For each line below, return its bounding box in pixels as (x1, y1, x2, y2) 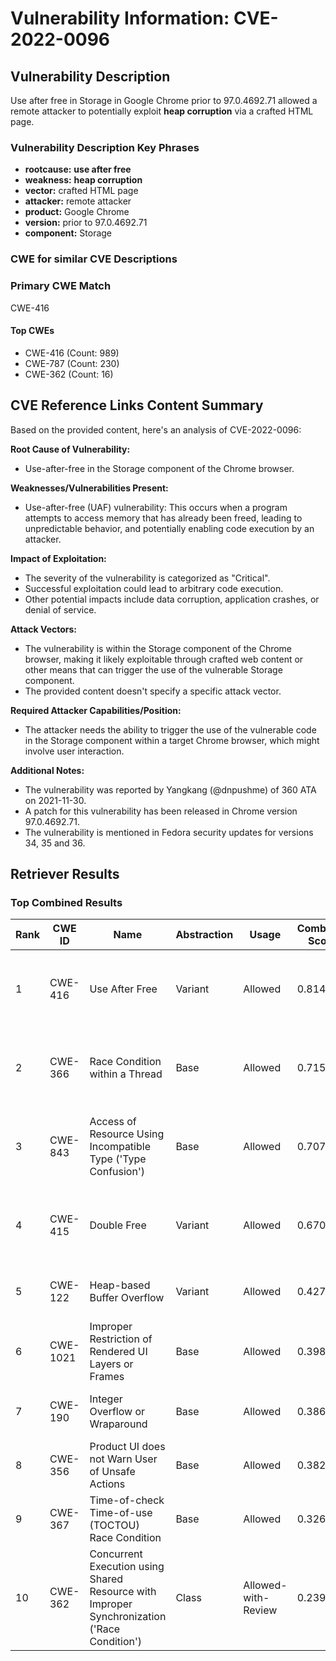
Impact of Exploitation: (10, 552, 107, 564)
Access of (89, 1115, 137, 1129)
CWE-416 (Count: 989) (24, 347, 120, 359)
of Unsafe (89, 1465, 136, 1479)
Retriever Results (10, 865, 120, 882)
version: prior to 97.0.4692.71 (24, 217, 148, 229)
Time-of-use (89, 1506, 153, 1520)
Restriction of (89, 1332, 153, 1346)
